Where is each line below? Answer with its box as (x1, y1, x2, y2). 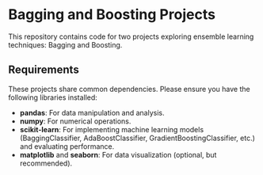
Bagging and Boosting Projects (8, 6, 216, 24)
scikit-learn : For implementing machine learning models (19, 124, 204, 134)
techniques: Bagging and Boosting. (8, 40, 123, 49)
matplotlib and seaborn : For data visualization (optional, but (19, 150, 217, 159)
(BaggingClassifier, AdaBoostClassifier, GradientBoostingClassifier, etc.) (19, 133, 256, 143)
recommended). (19, 158, 73, 168)
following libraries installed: (8, 93, 97, 102)
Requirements (8, 63, 79, 77)
